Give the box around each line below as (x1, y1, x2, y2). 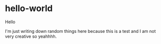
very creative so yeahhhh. (5, 33, 57, 39)
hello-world (5, 3, 53, 14)
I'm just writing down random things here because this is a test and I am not (5, 28, 156, 34)
